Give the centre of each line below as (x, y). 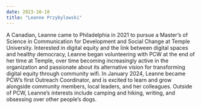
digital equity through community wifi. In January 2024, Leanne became (96, 73)
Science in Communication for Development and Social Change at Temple (98, 41)
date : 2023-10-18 (28, 12)
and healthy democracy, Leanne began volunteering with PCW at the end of (101, 54)
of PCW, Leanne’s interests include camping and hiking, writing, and (91, 93)
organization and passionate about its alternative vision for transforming (96, 67)
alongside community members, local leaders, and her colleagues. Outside (99, 86)
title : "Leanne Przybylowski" (44, 18)
